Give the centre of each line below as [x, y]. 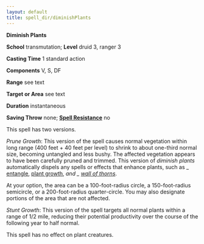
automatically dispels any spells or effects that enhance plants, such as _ [98, 167]
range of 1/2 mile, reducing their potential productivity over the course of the [102, 216]
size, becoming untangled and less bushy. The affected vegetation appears [101, 154]
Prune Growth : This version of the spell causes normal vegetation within [97, 141]
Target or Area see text [36, 94]
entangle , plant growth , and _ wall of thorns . [62, 173]
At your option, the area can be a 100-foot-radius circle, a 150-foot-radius [99, 185]
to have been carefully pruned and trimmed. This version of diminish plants [100, 160]
